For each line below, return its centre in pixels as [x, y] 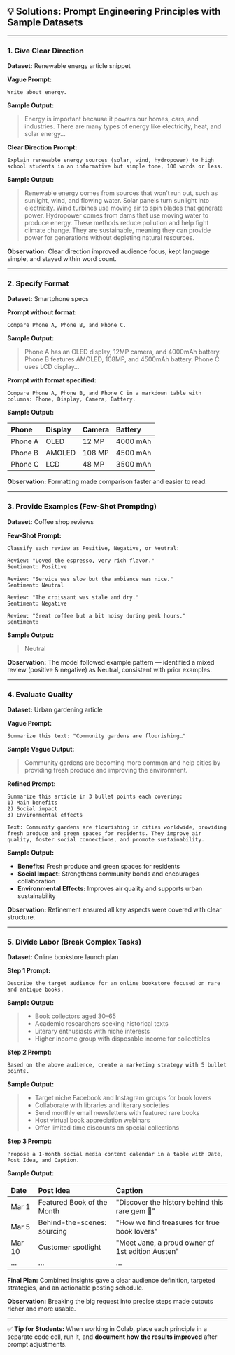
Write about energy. [37, 93]
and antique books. [36, 990]
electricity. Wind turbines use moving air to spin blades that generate [124, 208]
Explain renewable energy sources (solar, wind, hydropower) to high [111, 161]
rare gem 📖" [136, 1211]
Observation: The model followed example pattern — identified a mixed [111, 662]
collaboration [36, 881]
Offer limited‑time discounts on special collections [107, 1128]
